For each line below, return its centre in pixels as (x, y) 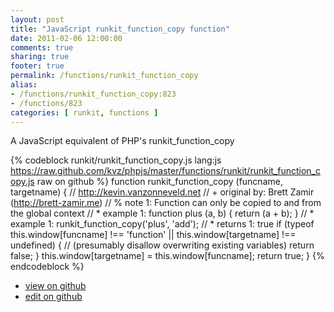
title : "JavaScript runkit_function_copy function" (120, 29)
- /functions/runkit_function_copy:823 (93, 94)
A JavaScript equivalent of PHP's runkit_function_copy (122, 141)
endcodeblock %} (47, 267)
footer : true (37, 66)
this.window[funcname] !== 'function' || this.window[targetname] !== (153, 235)
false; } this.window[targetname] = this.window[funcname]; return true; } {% (167, 256)
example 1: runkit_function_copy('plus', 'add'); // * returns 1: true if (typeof (162, 224)
